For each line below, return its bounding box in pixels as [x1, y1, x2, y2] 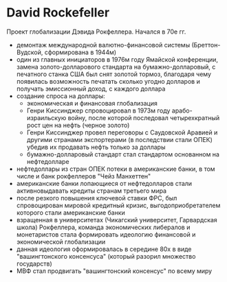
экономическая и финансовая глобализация [26, 99, 158, 107]
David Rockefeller [6, 5, 110, 21]
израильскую [26, 113, 67, 121]
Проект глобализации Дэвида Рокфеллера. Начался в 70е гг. [6, 27, 186, 36]
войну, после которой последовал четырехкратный [67, 113, 220, 121]
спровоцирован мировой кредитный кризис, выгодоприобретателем [16, 201, 221, 209]
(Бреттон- [191, 40, 221, 49]
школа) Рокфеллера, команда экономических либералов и [16, 223, 191, 231]
